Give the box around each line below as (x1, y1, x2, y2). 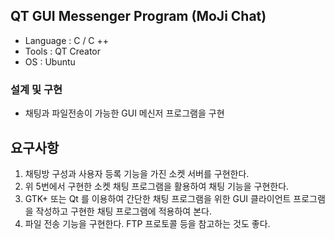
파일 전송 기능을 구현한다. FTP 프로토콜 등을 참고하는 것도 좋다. (24, 217, 271, 229)
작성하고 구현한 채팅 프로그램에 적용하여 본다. (35, 205, 212, 217)
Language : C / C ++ (24, 34, 110, 46)
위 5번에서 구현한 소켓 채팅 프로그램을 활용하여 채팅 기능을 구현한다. (24, 180, 290, 192)
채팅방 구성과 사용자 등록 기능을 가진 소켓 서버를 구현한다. (24, 167, 250, 179)
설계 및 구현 (10, 82, 63, 96)
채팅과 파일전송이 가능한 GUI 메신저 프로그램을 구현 (24, 107, 225, 119)
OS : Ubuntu (24, 55, 76, 68)
